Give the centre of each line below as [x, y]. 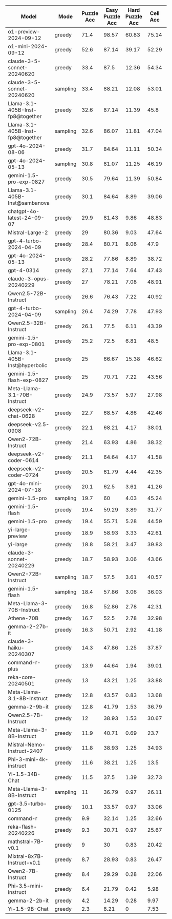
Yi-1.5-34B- [24, 774]
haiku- [16, 648]
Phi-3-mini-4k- [28, 759]
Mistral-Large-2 [28, 232]
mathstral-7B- [26, 841]
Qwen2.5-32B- [27, 323]
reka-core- [22, 677]
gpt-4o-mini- [25, 483]
